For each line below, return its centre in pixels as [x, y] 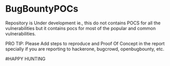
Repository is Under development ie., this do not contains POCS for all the [83, 23]
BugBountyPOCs [42, 9]
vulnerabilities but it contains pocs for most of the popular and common [80, 28]
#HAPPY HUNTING [26, 58]
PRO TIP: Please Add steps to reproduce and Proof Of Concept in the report [85, 43]
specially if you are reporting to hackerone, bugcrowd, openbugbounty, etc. [85, 49]
